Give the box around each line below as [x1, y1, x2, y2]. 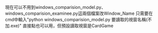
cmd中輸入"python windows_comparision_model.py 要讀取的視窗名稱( [5, 17, 148, 22]
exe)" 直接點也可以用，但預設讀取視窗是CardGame [10, 23, 114, 29]
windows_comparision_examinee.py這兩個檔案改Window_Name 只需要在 [5, 10, 153, 16]
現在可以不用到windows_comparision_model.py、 [5, 4, 106, 10]
